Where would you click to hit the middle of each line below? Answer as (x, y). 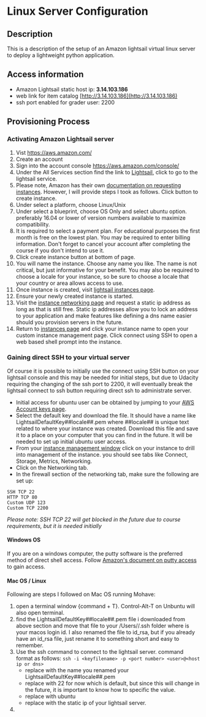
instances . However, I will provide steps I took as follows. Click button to (107, 192)
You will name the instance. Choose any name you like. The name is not (106, 263)
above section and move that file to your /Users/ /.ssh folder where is (102, 626)
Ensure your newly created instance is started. (74, 296)
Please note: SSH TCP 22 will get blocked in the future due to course (94, 519)
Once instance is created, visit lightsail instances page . (85, 289)
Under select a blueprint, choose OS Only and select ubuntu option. (101, 211)
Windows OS (24, 540)
